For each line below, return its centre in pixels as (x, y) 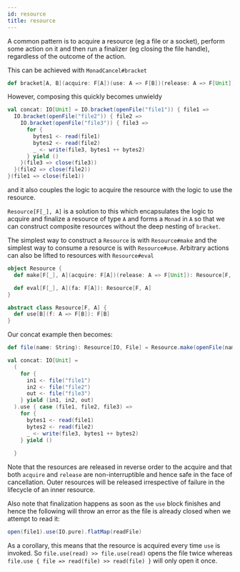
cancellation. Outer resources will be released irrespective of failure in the (116, 482)
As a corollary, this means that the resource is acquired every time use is (114, 546)
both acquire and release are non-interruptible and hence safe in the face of (120, 475)
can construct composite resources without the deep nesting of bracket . (114, 226)
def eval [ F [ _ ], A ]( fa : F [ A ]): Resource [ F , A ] (83, 288)
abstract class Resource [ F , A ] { (57, 308)
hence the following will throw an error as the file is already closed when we (119, 511)
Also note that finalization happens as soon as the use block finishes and (114, 503)
